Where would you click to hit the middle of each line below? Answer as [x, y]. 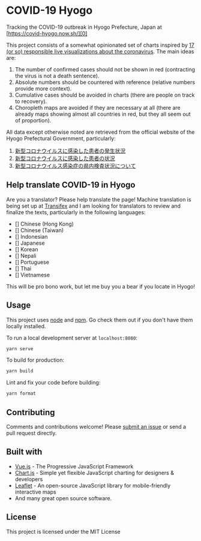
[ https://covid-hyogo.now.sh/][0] [47, 33]
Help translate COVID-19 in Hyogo [71, 185]
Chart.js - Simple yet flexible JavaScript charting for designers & [94, 473]
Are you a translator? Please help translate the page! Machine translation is [99, 199]
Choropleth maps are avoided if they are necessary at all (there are [98, 107]
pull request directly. [31, 433]
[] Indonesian [31, 236]
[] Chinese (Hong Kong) [44, 224]
